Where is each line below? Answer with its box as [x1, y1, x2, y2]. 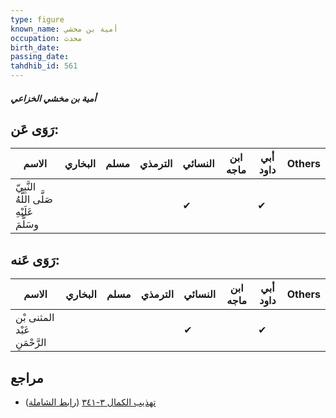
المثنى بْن [15, 311, 55, 325]
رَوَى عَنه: [10, 251, 60, 268]
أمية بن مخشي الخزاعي [10, 92, 97, 104]
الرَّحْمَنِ [15, 336, 47, 350]
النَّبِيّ [15, 180, 37, 194]
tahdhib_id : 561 [10, 61, 78, 71]
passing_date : [10, 52, 70, 62]
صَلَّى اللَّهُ [15, 192, 53, 206]
